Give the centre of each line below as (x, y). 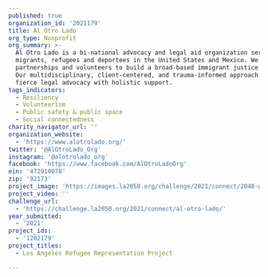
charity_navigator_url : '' (53, 127)
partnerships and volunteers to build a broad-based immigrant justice (137, 68)
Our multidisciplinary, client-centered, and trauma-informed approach (137, 75)
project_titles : (35, 246)
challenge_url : (33, 201)
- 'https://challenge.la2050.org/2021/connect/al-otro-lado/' (121, 208)
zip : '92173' (30, 179)
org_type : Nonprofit (43, 38)
